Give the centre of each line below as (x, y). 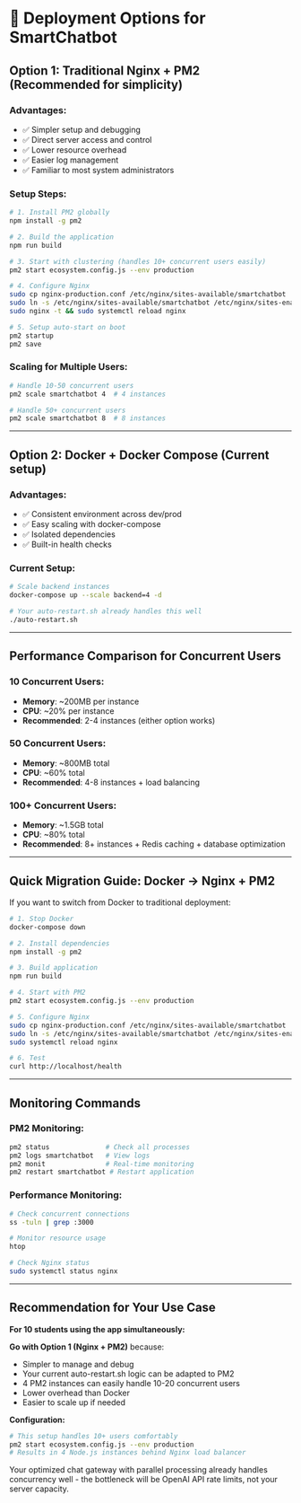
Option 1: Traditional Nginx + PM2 (104, 70)
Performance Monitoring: (66, 1195)
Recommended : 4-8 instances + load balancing (111, 782)
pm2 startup (31, 336)
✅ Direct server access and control (87, 139)
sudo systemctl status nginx (64, 1271)
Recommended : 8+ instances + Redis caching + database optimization (154, 844)
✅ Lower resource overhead (74, 149)
